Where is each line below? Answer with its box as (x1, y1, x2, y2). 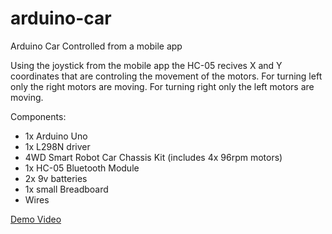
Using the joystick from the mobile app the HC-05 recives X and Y (10, 59, 283, 71)
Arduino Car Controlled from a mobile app (10, 40, 183, 52)
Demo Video (10, 213, 62, 225)
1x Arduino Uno (24, 130, 88, 142)
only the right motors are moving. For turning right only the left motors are (10, 80, 315, 92)
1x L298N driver (24, 140, 91, 152)
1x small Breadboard (24, 183, 109, 195)
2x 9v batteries (24, 172, 88, 184)
